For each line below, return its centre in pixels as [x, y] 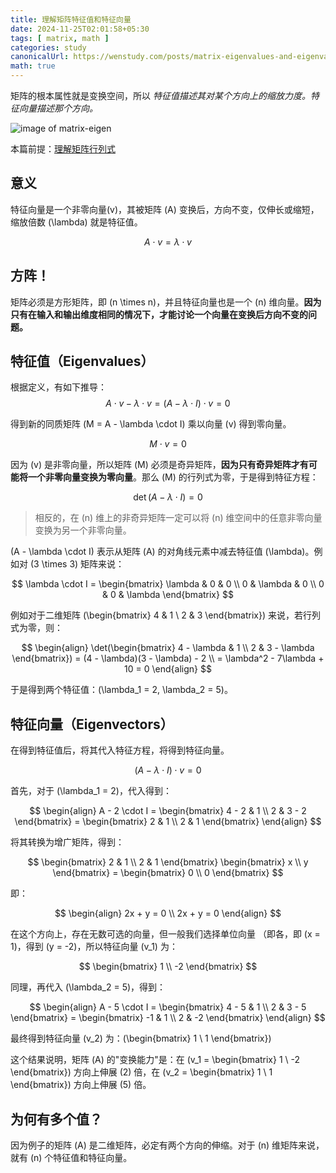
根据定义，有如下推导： [58, 387]
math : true [33, 66]
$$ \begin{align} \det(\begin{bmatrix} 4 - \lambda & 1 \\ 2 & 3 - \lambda [168, 648]
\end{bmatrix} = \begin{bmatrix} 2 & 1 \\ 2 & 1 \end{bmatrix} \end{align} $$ [168, 822]
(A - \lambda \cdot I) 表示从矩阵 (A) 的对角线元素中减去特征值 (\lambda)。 [162, 552]
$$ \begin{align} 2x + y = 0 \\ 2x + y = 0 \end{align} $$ [168, 913]
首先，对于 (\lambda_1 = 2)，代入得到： [91, 791]
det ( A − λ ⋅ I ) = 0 [168, 497]
